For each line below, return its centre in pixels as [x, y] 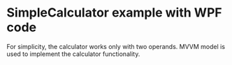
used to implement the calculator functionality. [73, 54]
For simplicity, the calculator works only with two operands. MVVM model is [116, 46]
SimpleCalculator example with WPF [114, 13]
